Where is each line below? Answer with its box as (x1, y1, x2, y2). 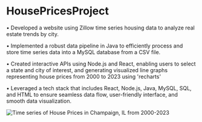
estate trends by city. (6, 30, 59, 37)
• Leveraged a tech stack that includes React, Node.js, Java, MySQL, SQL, (6, 84, 192, 91)
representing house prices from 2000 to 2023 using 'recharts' (6, 73, 161, 80)
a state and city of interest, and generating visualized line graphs (6, 66, 168, 73)
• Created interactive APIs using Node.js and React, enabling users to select (6, 60, 196, 67)
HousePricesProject (6, 4, 109, 18)
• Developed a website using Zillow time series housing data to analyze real (6, 24, 195, 31)
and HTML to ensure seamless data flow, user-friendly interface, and (6, 91, 178, 98)
